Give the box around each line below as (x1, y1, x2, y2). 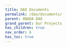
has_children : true (5, 25, 45, 30)
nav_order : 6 (5, 30, 32, 35)
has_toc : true (5, 35, 34, 40)
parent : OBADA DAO (5, 16, 43, 21)
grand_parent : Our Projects (5, 21, 63, 26)
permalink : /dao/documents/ (5, 12, 63, 17)
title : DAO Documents (5, 7, 49, 12)
